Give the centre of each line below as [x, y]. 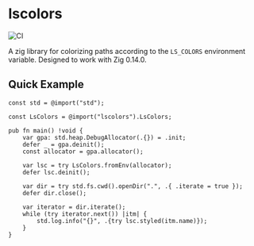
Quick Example [46, 85]
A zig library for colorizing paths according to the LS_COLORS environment [127, 51]
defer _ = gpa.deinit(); [63, 144]
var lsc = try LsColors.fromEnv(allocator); [97, 165]
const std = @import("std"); [56, 103]
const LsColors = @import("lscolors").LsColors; [90, 117]
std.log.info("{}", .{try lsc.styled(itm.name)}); [122, 221]
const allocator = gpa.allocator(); [83, 152]
